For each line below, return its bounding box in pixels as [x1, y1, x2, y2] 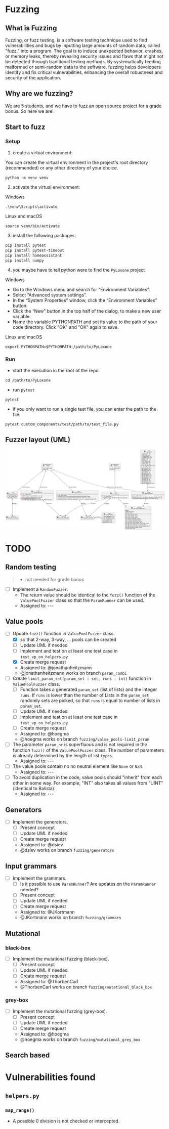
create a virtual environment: [12, 149, 73, 155]
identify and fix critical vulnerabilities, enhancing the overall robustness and [5, 69, 163, 75]
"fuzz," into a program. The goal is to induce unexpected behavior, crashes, [5, 48, 163, 54]
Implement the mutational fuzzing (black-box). [12, 956, 109, 962]
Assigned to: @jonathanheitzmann [20, 664, 92, 671]
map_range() [5, 1107, 35, 1113]
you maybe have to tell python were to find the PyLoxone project [12, 267, 145, 273]
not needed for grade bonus [25, 576, 85, 582]
